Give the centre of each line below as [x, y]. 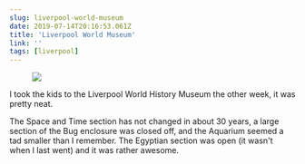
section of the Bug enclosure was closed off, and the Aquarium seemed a [147, 131]
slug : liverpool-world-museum [67, 18]
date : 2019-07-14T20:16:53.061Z [70, 26]
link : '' [26, 43]
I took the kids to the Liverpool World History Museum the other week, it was [152, 94]
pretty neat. [31, 104]
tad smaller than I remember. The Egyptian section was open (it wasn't [142, 140]
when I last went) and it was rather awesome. [94, 150]
